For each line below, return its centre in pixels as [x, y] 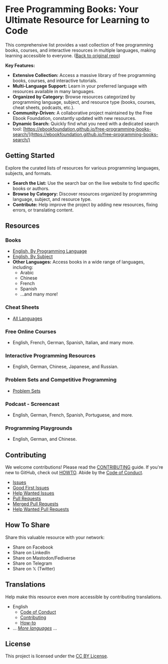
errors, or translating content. [43, 210]
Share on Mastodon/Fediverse [44, 558]
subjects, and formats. [29, 173]
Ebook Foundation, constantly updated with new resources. [74, 118]
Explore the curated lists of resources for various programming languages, [82, 168]
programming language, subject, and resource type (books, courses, [84, 102]
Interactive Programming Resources [50, 355]
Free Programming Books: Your [72, 9]
